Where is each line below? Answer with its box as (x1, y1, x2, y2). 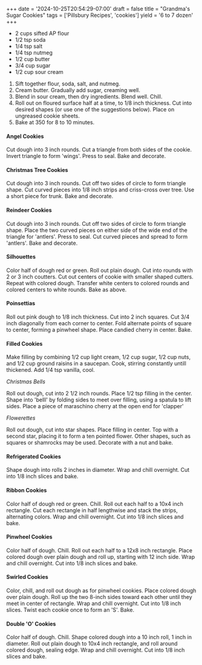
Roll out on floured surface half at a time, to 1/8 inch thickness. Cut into (15, 99, 192, 107)
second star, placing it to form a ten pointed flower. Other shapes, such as (6, 432, 191, 440)
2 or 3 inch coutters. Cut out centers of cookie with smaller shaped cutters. (6, 273, 194, 280)
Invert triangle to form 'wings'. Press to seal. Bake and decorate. (6, 153, 166, 160)
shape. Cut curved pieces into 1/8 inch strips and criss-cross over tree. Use (6, 186, 195, 193)
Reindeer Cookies (6, 207, 53, 214)
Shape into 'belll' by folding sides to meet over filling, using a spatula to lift (6, 396, 192, 403)
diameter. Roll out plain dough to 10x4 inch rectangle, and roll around (6, 640, 178, 647)
